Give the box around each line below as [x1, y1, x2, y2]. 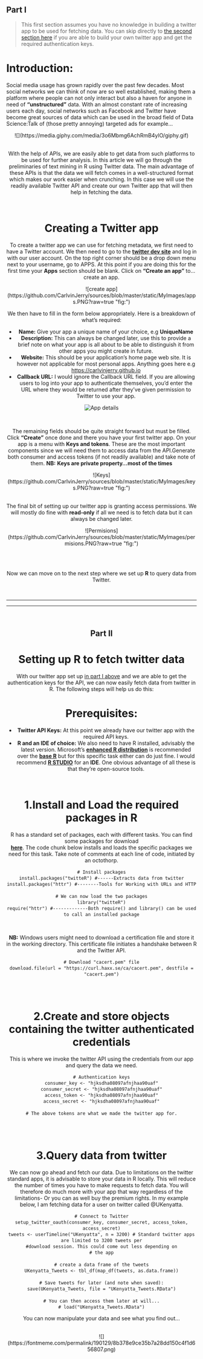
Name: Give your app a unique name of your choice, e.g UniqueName [18, 328, 193, 335]
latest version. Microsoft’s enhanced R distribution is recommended [21, 745, 192, 753]
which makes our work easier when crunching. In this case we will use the [8, 175, 195, 183]
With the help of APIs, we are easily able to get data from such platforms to [8, 149, 195, 157]
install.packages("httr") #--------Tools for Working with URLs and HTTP [7, 881, 196, 887]
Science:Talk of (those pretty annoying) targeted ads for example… [6, 120, 173, 127]
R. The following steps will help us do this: [49, 686, 154, 693]
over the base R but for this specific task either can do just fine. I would [17, 752, 195, 759]
